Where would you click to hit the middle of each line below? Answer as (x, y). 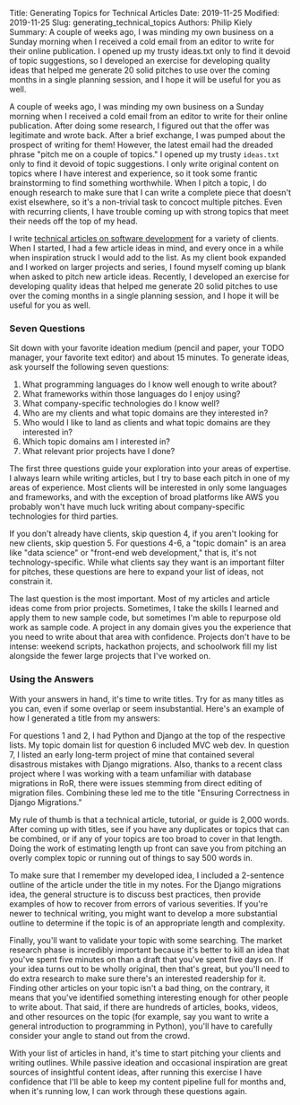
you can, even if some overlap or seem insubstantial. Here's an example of (147, 708)
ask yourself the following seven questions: (89, 367)
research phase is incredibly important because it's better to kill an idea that (150, 950)
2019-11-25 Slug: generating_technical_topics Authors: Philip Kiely (131, 22)
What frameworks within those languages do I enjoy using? (131, 394)
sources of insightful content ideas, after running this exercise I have (136, 1072)
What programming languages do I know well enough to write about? (150, 384)
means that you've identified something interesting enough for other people (149, 997)
